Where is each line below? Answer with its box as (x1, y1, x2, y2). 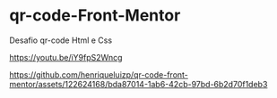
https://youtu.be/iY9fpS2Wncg (9, 52, 123, 62)
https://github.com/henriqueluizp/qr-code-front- (9, 69, 188, 80)
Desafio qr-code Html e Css (9, 35, 113, 45)
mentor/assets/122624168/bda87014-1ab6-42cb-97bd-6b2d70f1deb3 (9, 78, 268, 89)
